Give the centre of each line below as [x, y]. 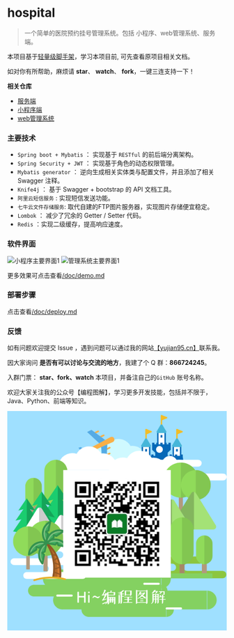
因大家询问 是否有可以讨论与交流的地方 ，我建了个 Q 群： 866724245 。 [109, 363]
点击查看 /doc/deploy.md [42, 311]
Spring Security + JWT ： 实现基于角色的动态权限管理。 [98, 163]
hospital [31, 13]
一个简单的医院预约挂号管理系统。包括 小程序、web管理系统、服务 [120, 33]
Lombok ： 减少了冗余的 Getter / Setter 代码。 [81, 216]
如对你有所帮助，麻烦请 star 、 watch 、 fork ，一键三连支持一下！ [101, 71]
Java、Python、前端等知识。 [49, 401]
